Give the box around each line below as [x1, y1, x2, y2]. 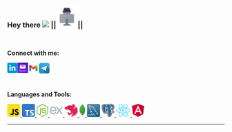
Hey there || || [7, 20, 84, 30]
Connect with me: [7, 49, 60, 57]
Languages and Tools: [7, 90, 72, 98]
